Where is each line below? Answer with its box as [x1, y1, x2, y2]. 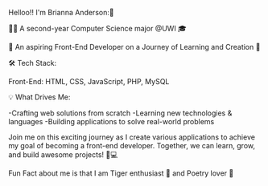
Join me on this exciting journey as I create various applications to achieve [8, 132, 256, 142]
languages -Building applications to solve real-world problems [8, 117, 215, 126]
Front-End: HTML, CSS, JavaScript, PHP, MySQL [8, 77, 170, 86]
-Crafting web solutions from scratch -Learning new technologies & [8, 108, 233, 118]
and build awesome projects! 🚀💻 [8, 150, 118, 160]
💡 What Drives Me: [8, 92, 71, 102]
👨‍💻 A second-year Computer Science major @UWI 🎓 [8, 24, 187, 33]
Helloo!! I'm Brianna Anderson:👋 [8, 8, 114, 17]
